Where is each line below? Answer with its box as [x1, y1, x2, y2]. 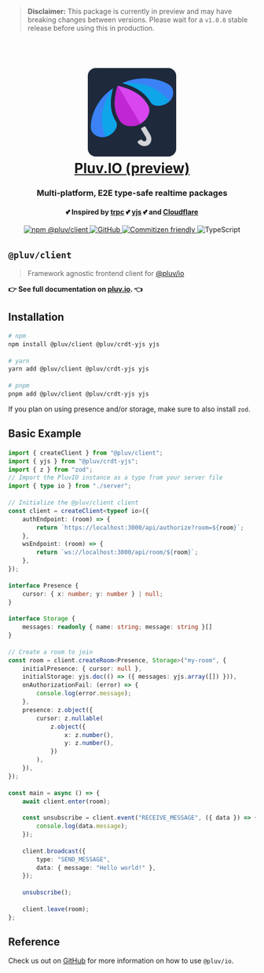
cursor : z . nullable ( [36, 714, 104, 722]
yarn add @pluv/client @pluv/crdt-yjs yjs [8, 365, 149, 373]
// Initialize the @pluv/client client [8, 499, 139, 507]
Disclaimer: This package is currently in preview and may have [27, 7, 233, 16]
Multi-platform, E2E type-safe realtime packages [36, 188, 228, 199]
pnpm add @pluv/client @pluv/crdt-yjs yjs [8, 390, 149, 398]
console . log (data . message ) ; [36, 822, 128, 831]
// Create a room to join [8, 648, 93, 656]
